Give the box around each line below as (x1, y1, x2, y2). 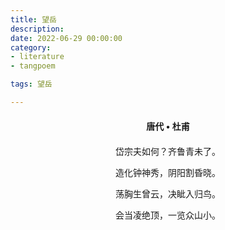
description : (10, 24, 65, 34)
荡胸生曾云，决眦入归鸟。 (115, 189, 221, 200)
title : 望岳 (10, 14, 57, 25)
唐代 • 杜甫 (146, 120, 190, 132)
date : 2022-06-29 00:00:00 (10, 33, 123, 43)
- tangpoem (10, 61, 56, 71)
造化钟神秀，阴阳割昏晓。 (115, 167, 221, 178)
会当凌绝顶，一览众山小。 (115, 210, 221, 221)
